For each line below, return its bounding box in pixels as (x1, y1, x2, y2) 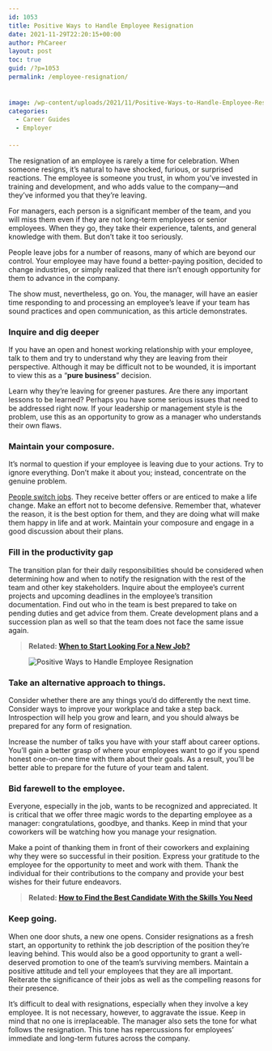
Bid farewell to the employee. (8, 782, 125, 794)
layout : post (8, 47, 53, 56)
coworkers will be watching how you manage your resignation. (8, 827, 217, 837)
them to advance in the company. (8, 273, 120, 283)
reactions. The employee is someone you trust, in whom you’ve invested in (8, 172, 258, 182)
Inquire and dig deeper (8, 326, 100, 338)
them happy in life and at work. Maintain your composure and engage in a (8, 518, 254, 528)
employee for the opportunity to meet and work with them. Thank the (8, 860, 239, 870)
